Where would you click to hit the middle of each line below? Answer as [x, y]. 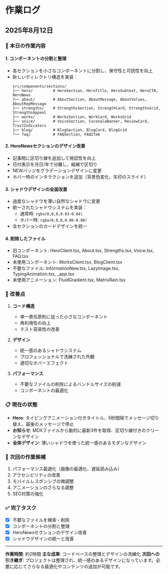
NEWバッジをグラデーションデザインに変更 [57, 170]
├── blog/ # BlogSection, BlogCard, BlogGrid [69, 130]
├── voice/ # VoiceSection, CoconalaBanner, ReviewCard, [81, 121]
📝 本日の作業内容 [25, 45]
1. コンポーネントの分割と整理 [36, 58]
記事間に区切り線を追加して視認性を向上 [54, 158]
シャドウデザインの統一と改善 [43, 539]
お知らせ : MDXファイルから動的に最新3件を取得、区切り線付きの [79, 430]
